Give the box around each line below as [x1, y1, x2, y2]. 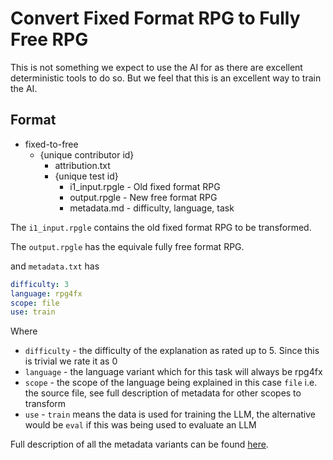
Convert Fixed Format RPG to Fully [10, 7, 301, 30]
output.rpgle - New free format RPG [69, 191, 218, 203]
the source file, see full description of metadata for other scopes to [24, 387, 302, 399]
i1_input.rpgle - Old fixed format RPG [69, 180, 221, 192]
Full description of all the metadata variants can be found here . [10, 438, 269, 451]
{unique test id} [54, 170, 119, 182]
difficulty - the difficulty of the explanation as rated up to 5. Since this [24, 345, 320, 357]
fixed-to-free [24, 138, 79, 150]
